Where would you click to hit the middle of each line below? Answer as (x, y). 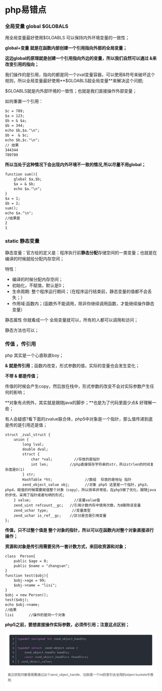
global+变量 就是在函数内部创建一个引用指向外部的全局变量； (66, 48)
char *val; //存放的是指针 (65, 459)
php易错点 (26, 10)
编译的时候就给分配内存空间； (34, 259)
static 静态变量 (22, 241)
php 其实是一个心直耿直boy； (34, 355)
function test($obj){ (27, 576)
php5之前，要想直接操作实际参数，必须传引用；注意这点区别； (67, 625)
